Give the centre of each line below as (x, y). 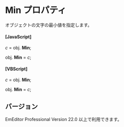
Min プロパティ (36, 10)
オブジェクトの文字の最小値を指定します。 (49, 25)
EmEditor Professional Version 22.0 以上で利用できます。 (63, 120)
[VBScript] (16, 69)
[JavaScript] (18, 37)
